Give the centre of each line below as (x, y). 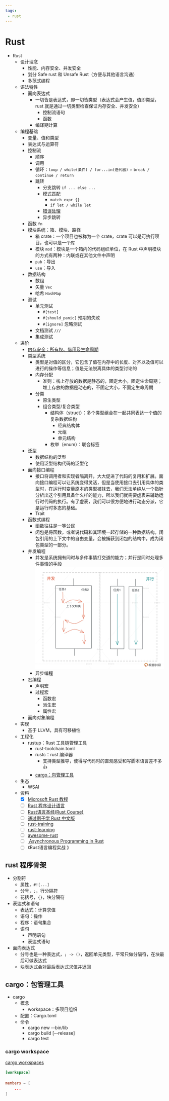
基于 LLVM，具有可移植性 (54, 730)
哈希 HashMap (48, 293)
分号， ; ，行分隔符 (39, 891)
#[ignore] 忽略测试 (62, 324)
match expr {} (65, 200)
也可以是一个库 (60, 243)
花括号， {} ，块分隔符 (42, 897)
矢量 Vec (44, 287)
